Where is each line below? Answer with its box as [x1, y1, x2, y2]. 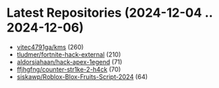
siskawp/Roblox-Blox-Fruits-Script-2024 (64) [16, 72, 148, 81]
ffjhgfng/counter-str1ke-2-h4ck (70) [16, 65, 121, 73]
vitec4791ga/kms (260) [16, 43, 84, 51]
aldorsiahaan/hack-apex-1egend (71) [16, 57, 123, 66]
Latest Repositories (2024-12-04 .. [6, 5, 213, 21]
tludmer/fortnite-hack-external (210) [16, 50, 122, 59]
